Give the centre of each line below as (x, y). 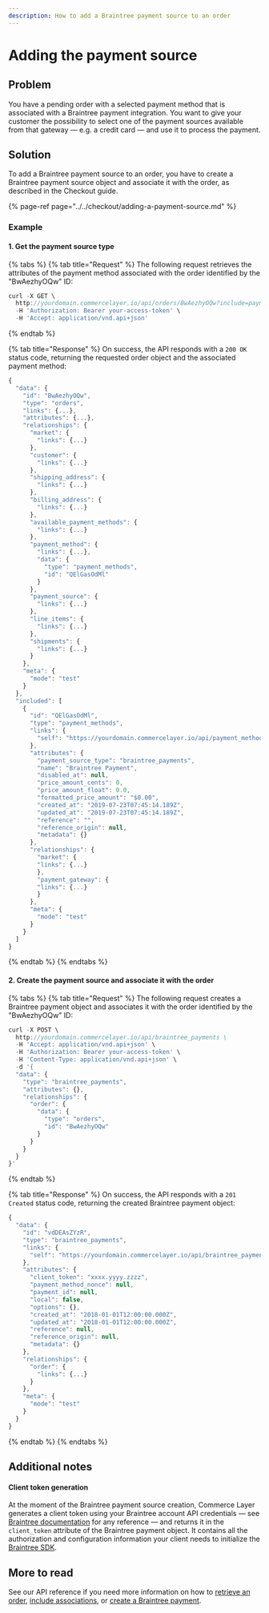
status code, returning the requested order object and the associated (122, 358)
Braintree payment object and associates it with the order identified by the (130, 1007)
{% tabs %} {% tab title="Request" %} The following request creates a (125, 998)
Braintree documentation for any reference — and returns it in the (116, 1522)
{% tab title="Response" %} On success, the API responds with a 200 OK (128, 349)
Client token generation (48, 1487)
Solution (30, 155)
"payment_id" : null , (64, 1293)
